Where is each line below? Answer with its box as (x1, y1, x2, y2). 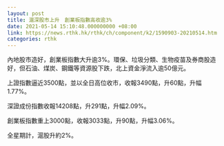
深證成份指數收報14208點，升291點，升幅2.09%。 (7, 102, 150, 110)
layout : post (7, 10, 45, 17)
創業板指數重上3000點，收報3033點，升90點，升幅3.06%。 (7, 116, 179, 125)
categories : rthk (7, 36, 57, 43)
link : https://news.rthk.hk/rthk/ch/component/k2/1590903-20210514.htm (7, 29, 217, 36)
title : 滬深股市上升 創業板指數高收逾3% (7, 17, 112, 23)
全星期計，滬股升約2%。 (7, 132, 78, 140)
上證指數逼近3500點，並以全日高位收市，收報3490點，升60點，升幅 (7, 79, 202, 87)
